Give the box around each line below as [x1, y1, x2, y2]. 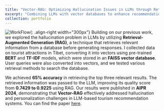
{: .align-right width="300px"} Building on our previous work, [30, 30, 153, 35]
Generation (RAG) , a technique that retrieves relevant [30, 40, 138, 46]
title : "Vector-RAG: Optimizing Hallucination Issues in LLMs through [5, 7, 152, 12]
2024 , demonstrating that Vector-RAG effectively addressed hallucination [5, 90, 154, 96]
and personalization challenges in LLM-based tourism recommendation [5, 95, 149, 101]
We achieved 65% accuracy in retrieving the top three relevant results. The [5, 75, 157, 80]
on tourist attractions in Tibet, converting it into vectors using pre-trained [5, 50, 152, 56]
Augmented [5, 40, 30, 46]
